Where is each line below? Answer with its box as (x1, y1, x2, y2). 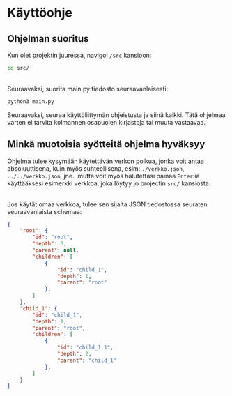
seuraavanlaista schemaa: (7, 207, 82, 215)
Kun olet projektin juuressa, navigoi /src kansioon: (7, 51, 152, 59)
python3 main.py (7, 98, 54, 105)
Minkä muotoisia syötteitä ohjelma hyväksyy (7, 138, 206, 151)
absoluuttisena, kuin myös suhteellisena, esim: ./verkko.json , (7, 164, 185, 172)
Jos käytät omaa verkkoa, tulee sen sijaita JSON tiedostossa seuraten (7, 200, 208, 208)
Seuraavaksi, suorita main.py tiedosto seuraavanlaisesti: (7, 84, 169, 93)
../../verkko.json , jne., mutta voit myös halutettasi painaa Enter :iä (7, 172, 200, 180)
